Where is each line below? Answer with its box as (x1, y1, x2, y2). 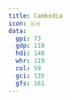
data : (8, 27, 27, 35)
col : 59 (15, 65, 42, 73)
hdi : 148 (15, 49, 45, 57)
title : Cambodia (8, 11, 63, 20)
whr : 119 (15, 57, 45, 65)
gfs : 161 (15, 79, 45, 87)
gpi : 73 (15, 34, 42, 43)
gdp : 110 (15, 42, 45, 50)
